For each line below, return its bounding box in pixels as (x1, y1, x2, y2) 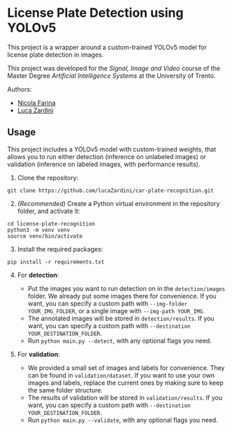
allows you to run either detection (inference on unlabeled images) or (7, 152, 206, 160)
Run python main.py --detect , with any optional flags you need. (27, 336, 212, 345)
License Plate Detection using (7, 5, 184, 21)
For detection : (17, 271, 59, 279)
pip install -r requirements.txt (7, 258, 105, 266)
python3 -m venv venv (7, 226, 71, 233)
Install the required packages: (17, 245, 103, 253)
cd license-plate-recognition (7, 220, 96, 227)
